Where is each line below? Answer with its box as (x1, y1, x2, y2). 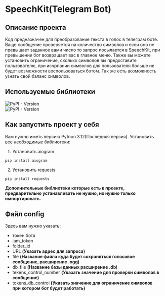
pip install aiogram (5, 158, 48, 163)
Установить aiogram (12, 148, 54, 154)
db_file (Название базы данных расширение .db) (12, 264, 118, 270)
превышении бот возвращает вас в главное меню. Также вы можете (5, 52, 151, 58)
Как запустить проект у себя (5, 120, 99, 129)
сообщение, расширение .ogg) (12, 259, 80, 265)
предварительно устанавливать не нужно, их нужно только (5, 190, 136, 196)
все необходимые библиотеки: (5, 139, 71, 145)
